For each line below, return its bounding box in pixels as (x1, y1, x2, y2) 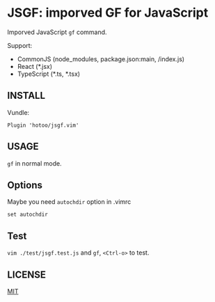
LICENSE (7, 269, 47, 280)
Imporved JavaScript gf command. (7, 28, 107, 36)
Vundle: (7, 108, 30, 116)
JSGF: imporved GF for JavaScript (7, 5, 209, 21)
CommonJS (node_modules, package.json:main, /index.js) (17, 54, 185, 63)
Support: (7, 41, 33, 49)
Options (7, 179, 43, 191)
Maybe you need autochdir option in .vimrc (7, 198, 132, 206)
